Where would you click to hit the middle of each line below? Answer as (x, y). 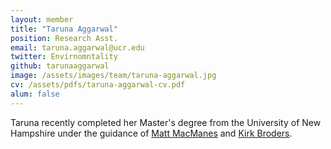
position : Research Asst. (64, 38)
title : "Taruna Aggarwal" (64, 29)
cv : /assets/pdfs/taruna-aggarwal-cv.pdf (98, 85)
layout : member (42, 19)
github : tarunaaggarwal (60, 66)
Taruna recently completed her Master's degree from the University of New (166, 122)
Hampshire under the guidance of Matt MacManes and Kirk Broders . (151, 133)
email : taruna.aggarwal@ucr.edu (77, 47)
